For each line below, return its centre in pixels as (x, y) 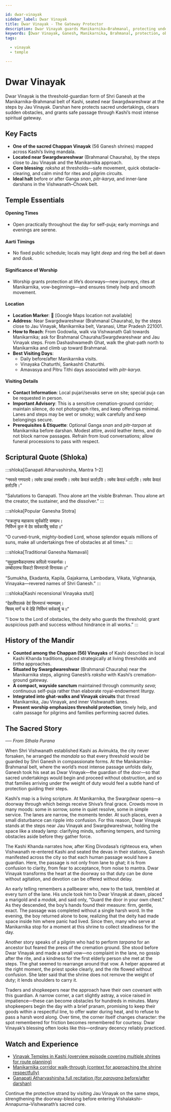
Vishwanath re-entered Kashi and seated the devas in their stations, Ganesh (85, 852)
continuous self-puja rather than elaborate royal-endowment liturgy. (84, 691)
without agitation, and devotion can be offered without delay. (69, 879)
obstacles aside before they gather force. (49, 837)
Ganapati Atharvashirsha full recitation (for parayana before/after (81, 1078)
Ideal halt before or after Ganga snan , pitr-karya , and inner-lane (80, 179)
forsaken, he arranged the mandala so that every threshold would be (78, 756)
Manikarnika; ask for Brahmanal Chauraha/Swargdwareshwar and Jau (86, 337)
